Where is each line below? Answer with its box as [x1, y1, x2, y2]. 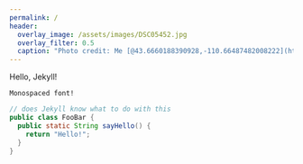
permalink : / [9, 13, 59, 23]
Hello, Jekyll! [9, 71, 58, 82]
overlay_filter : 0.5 [17, 38, 95, 48]
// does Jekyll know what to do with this [9, 105, 171, 114]
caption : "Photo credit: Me [17, 47, 124, 56]
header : [9, 22, 39, 31]
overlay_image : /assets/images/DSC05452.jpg [17, 30, 188, 39]
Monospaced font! [9, 89, 75, 98]
